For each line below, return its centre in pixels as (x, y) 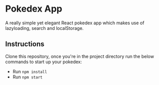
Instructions (25, 44)
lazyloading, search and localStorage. (44, 28)
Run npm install (30, 71)
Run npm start (28, 77)
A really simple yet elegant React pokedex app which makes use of (75, 23)
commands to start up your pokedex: (44, 62)
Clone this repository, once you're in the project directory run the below (80, 56)
